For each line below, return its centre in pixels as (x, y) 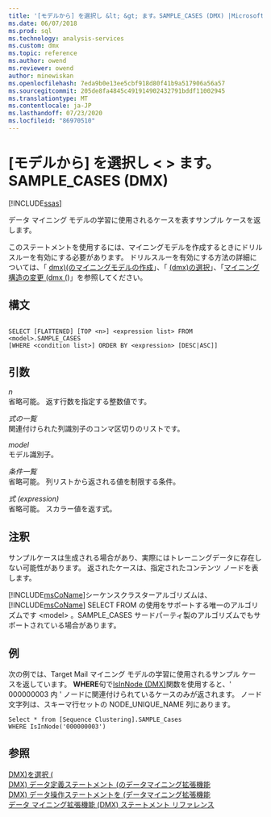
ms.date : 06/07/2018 (43, 23)
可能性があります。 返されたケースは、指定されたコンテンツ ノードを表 (140, 568)
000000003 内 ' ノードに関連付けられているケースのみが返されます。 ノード (135, 694)
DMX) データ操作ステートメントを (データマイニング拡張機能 (110, 794)
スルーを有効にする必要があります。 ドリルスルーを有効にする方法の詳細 (129, 257)
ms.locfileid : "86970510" (52, 121)
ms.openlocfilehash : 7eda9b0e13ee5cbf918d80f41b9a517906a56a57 (117, 83)
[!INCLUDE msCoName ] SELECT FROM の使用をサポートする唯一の (120, 605)
